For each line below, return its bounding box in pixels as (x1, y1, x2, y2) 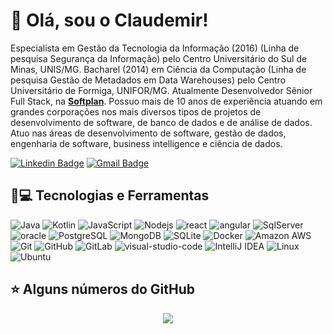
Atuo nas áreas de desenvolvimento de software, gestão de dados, (10, 127, 287, 139)
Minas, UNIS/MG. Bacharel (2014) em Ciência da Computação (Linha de (10, 63, 307, 75)
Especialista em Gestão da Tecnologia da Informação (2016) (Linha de (10, 42, 300, 54)
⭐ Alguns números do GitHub (10, 281, 196, 298)
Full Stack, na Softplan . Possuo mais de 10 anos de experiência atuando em (10, 95, 323, 107)
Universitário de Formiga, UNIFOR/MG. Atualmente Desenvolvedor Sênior (10, 84, 313, 96)
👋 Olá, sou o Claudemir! (10, 9, 209, 32)
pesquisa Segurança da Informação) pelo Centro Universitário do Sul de (10, 52, 308, 64)
